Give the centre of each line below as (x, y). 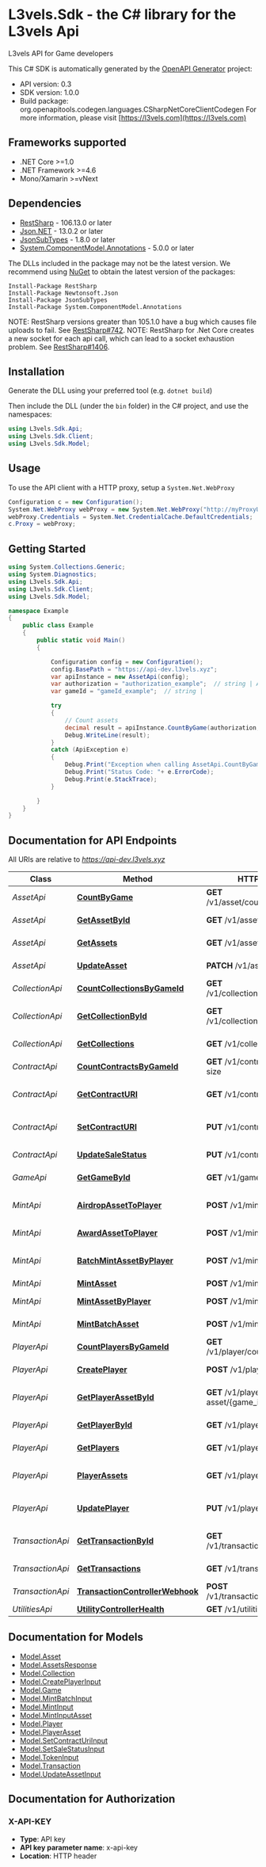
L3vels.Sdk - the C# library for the (122, 15)
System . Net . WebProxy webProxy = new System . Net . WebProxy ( (106, 509)
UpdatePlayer (103, 1508)
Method (137, 879)
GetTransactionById (115, 1541)
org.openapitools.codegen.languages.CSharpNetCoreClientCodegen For (138, 109)
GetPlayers (98, 1448)
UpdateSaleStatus (112, 1155)
